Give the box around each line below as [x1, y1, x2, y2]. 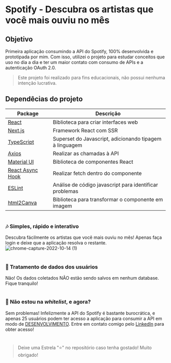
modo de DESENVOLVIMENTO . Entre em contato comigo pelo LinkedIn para [5, 321, 164, 327]
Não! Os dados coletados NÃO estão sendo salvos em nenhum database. [5, 275, 159, 281]
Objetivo [5, 35, 33, 43]
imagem [52, 202, 72, 209]
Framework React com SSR [52, 127, 118, 134]
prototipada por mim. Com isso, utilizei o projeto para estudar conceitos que [5, 54, 165, 60]
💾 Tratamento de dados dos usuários [5, 263, 98, 270]
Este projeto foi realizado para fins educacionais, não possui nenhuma [17, 75, 165, 80]
